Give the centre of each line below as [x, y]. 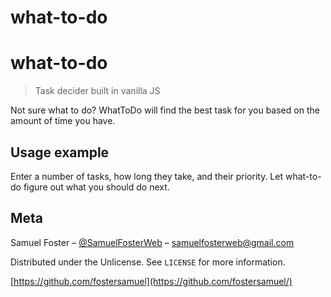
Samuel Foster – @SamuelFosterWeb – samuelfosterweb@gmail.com [152, 242]
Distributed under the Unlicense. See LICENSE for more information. [148, 262]
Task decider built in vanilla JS [97, 91]
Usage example [60, 152]
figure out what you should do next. [96, 187]
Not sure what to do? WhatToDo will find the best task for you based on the [165, 110]
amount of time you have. [63, 121]
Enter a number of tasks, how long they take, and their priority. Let [147, 176]
